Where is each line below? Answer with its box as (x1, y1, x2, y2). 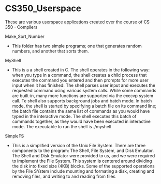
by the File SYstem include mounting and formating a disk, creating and (12, 168, 155, 174)
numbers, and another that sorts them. (12, 48, 89, 54)
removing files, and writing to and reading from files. (12, 173, 117, 179)
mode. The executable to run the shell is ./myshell (12, 123, 112, 129)
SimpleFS (5, 133, 24, 139)
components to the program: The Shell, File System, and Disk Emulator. (12, 148, 154, 153)
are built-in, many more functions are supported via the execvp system (12, 93, 154, 99)
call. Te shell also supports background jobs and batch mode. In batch (12, 98, 152, 103)
